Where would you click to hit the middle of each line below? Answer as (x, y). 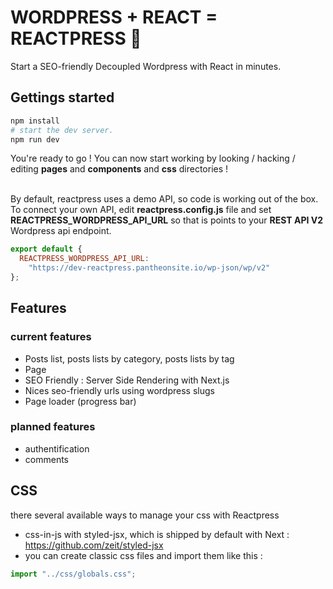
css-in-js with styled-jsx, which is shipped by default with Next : (157, 534)
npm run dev (35, 139)
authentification (57, 448)
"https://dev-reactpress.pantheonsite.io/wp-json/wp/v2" (149, 268)
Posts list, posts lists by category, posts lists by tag (129, 358)
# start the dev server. (62, 130)
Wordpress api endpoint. (61, 231)
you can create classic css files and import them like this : (143, 555)
